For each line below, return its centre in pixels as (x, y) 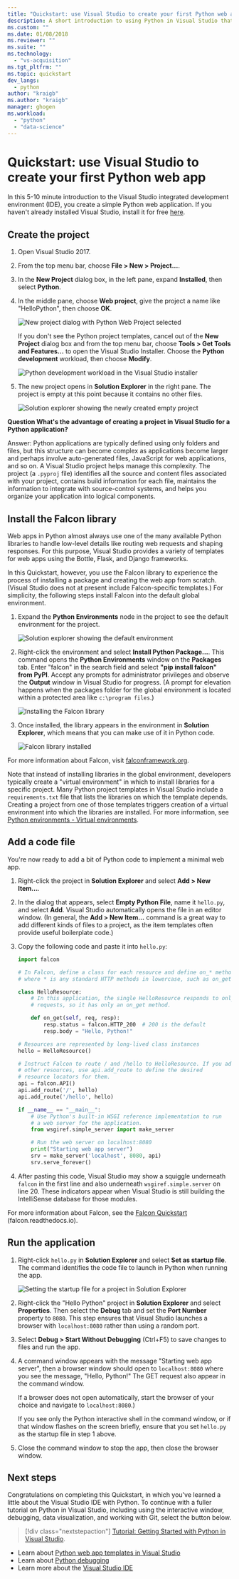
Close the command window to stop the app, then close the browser (118, 1448)
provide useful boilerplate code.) (65, 932)
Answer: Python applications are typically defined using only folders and (114, 443)
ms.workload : (27, 113)
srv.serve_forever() (61, 1162)
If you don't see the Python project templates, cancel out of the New (118, 336)
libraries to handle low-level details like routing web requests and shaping (115, 544)
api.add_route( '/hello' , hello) (65, 1096)
